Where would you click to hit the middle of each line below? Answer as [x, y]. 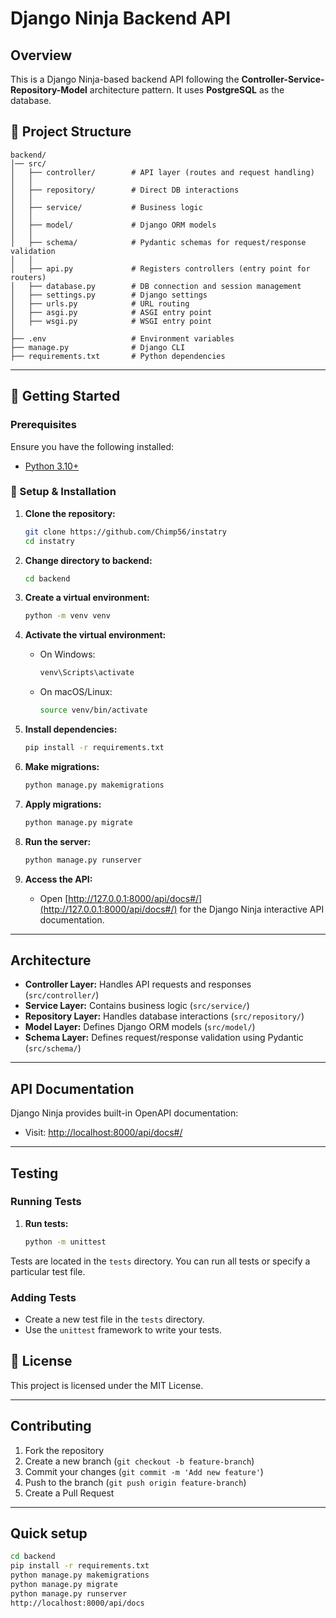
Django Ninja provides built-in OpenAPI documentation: [124, 1113]
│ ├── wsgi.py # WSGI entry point [111, 321]
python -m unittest [65, 1242]
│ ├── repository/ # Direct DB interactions [125, 190]
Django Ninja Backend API [120, 18]
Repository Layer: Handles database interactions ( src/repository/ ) [164, 1016]
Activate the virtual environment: [95, 635]
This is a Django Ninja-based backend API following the [125, 79]
